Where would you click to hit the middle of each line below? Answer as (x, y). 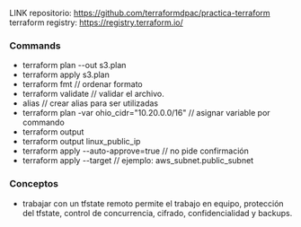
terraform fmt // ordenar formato (82, 84)
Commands (35, 46)
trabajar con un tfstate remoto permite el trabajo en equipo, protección (153, 203)
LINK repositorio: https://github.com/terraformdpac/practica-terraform (140, 13)
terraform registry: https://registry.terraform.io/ (97, 22)
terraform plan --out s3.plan (74, 65)
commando (43, 122)
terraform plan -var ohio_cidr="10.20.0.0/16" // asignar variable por (146, 113)
